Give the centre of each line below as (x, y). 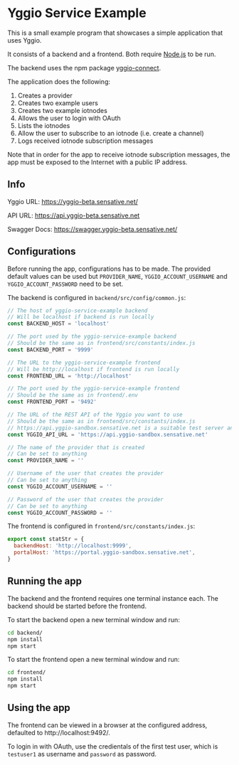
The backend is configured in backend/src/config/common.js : (97, 297)
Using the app (39, 708)
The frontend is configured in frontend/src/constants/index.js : (101, 526)
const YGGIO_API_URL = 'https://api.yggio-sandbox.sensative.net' (108, 434)
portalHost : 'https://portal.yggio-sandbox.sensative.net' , (105, 552)
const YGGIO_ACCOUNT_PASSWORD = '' (60, 513)
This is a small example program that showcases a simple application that (115, 33)
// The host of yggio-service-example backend (78, 311)
